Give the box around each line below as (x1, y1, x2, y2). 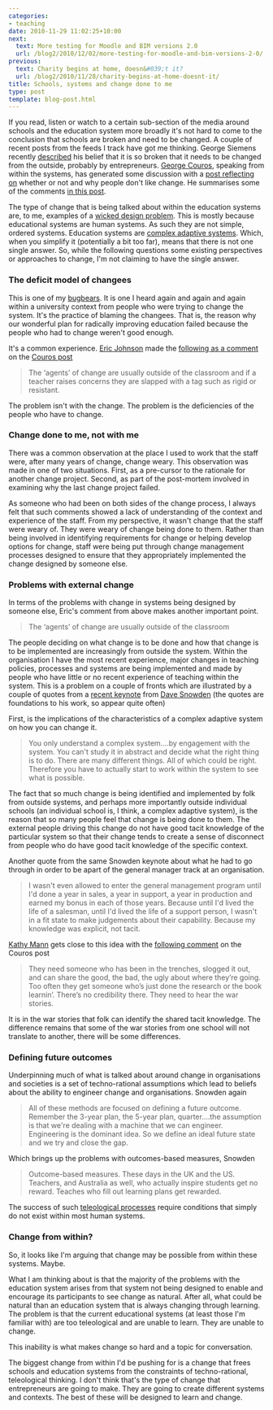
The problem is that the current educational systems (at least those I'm (8, 1308, 245, 1318)
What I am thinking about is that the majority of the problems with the (8, 1274, 240, 1284)
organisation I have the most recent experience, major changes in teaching (8, 655, 259, 665)
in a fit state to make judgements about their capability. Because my (28, 916, 256, 925)
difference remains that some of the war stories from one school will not (8, 1023, 250, 1033)
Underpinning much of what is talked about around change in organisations (8, 1070, 262, 1080)
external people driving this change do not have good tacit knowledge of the (8, 823, 265, 833)
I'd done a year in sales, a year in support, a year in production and (28, 890, 253, 899)
